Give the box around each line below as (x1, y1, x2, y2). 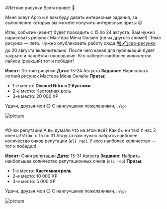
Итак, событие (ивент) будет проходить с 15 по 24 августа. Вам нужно (5, 29, 155, 35)
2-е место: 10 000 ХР (12, 173, 58, 179)
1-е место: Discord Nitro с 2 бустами (12, 83, 91, 88)
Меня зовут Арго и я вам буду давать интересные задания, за (5, 14, 138, 20)
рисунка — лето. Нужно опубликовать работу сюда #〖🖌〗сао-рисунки (5, 40, 156, 46)
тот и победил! (5, 143, 36, 149)
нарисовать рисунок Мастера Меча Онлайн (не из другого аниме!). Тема (5, 35, 161, 40)
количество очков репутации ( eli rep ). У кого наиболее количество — (5, 138, 156, 144)
